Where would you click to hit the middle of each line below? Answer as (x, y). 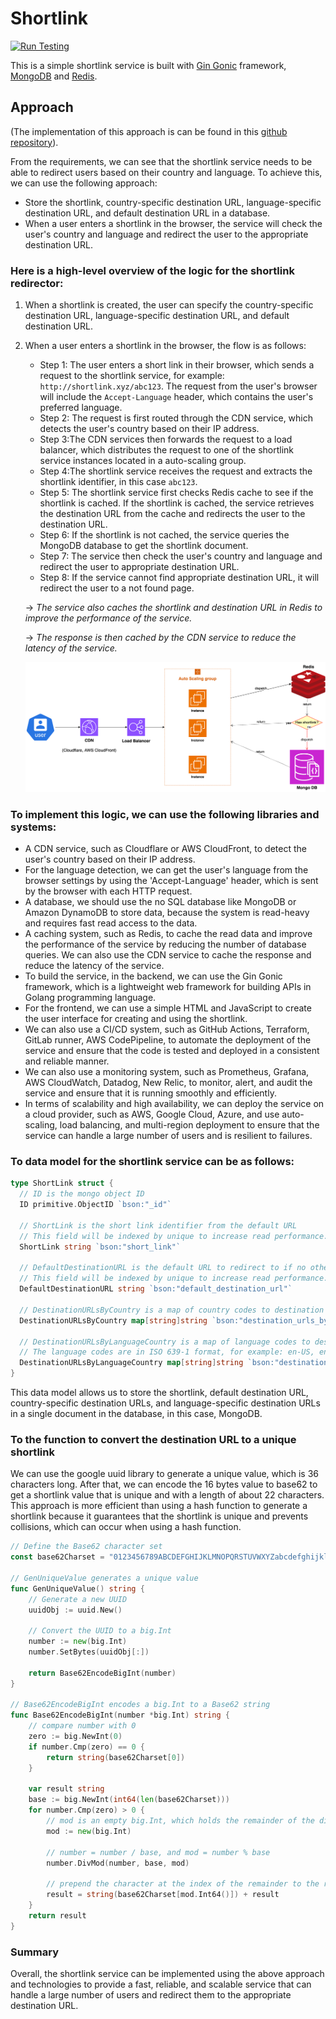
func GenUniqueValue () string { (77, 1588)
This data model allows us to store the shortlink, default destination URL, (159, 1392)
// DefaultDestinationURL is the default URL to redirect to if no (163, 1268)
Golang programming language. (90, 998)
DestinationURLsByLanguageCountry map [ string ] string (131, 1363)
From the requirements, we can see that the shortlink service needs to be (161, 161)
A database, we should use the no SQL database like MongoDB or (160, 902)
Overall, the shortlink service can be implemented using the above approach (167, 1973)
